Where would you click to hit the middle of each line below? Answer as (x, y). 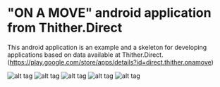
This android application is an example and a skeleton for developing (107, 47)
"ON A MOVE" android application (109, 13)
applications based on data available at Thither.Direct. (85, 55)
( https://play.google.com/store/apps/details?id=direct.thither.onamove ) (110, 62)
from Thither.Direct (65, 28)
